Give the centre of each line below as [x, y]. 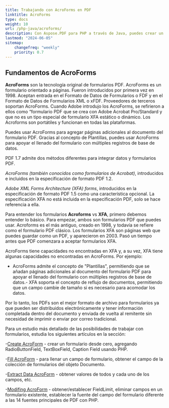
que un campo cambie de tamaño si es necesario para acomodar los [84, 288]
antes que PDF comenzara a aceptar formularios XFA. [61, 241]
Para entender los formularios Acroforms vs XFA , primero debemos [76, 214]
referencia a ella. [23, 205]
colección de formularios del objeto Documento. [55, 365]
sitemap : [14, 43]
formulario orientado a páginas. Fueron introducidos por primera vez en [80, 90]
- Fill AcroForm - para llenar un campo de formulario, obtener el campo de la [84, 359]
